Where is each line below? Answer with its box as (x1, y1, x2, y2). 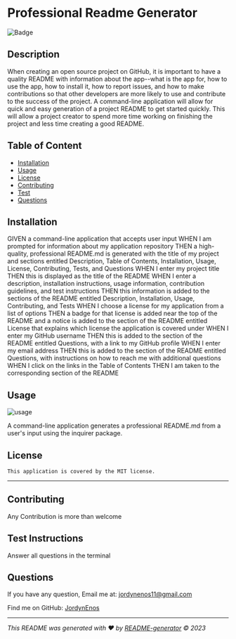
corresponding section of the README (7, 369, 119, 377)
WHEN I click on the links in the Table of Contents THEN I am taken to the (7, 362, 220, 370)
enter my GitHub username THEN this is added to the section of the (7, 331, 203, 340)
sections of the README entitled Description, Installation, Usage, (7, 294, 195, 303)
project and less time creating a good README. (7, 119, 145, 128)
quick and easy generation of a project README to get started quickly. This (7, 104, 225, 113)
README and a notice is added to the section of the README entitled (7, 317, 208, 325)
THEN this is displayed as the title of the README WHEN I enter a (7, 272, 197, 280)
